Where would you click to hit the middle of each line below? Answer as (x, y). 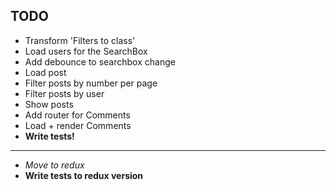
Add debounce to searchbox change (100, 61)
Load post (45, 72)
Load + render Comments (78, 125)
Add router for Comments (77, 115)
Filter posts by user (64, 93)
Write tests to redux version (84, 175)
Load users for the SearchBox (86, 51)
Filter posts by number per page (91, 83)
